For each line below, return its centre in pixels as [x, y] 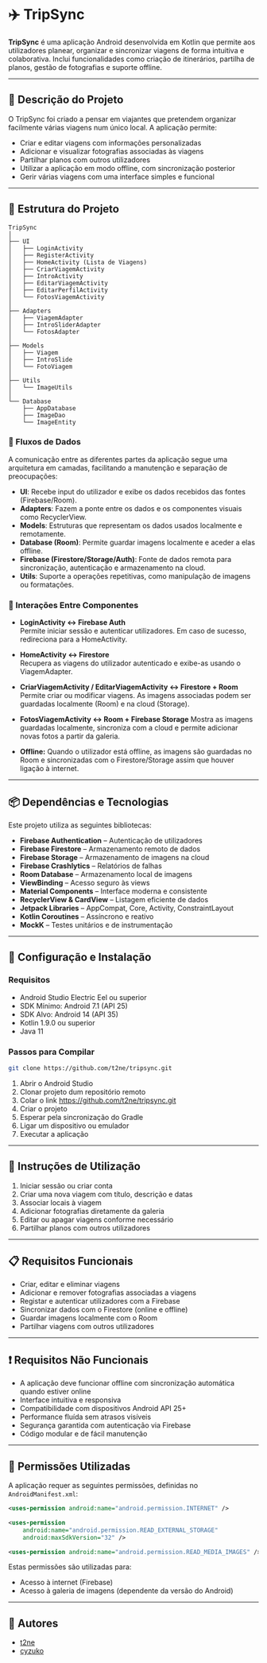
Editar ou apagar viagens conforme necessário [97, 1219]
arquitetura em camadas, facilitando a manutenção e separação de [118, 467]
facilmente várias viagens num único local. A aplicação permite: [112, 127]
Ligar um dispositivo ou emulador [74, 1126]
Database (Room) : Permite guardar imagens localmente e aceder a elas [137, 542]
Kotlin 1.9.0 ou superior [57, 1022]
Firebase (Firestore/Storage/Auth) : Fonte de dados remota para [126, 559]
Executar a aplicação [54, 1134]
